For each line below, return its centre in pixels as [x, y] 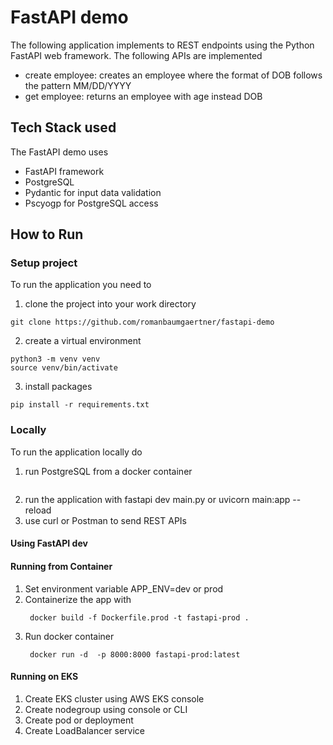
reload [38, 510]
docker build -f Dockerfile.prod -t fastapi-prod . [139, 617]
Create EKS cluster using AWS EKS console [114, 698]
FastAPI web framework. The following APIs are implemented [136, 55]
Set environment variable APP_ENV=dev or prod [124, 588]
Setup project [44, 263]
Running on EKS [44, 677]
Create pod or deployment [79, 720]
